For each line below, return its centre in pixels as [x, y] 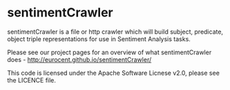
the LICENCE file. [32, 80]
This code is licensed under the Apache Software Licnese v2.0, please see [113, 73]
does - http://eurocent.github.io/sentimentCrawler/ [79, 59]
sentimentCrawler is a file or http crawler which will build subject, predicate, [115, 32]
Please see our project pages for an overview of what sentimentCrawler [109, 52]
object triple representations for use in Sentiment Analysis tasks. [99, 38]
